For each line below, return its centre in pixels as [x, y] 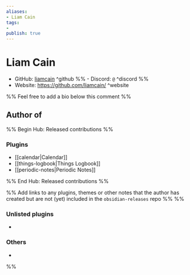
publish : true [24, 34]
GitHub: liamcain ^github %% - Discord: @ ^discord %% [81, 79]
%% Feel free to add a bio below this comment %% [69, 97]
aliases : [17, 11]
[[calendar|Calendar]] [41, 157]
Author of [24, 115]
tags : [13, 22]
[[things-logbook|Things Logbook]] [58, 164]
